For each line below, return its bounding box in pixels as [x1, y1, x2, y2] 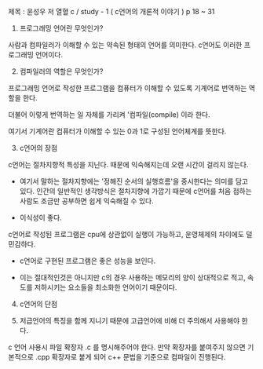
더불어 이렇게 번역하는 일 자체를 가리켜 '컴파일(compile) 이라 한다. [8, 110, 210, 119]
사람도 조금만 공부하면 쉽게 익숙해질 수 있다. [19, 196, 155, 206]
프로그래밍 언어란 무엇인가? [19, 24, 104, 33]
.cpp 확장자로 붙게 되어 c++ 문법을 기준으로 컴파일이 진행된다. [35, 353, 226, 361]
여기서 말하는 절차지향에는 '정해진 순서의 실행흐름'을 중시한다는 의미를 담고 [19, 177, 249, 186]
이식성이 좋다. [19, 213, 63, 222]
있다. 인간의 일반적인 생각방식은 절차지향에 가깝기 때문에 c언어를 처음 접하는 [19, 187, 253, 195]
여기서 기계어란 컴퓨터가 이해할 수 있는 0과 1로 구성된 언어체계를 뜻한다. [8, 126, 227, 136]
